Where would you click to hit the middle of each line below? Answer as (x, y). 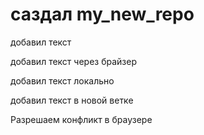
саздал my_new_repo (102, 14)
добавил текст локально (62, 80)
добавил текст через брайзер (73, 61)
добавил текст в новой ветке (72, 100)
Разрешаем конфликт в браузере (81, 119)
